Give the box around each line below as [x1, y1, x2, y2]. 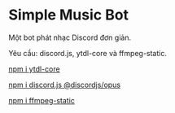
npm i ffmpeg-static [8, 95, 76, 105]
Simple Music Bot [8, 6, 129, 24]
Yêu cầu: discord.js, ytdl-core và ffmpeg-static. [8, 48, 167, 58]
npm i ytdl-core [8, 63, 60, 74]
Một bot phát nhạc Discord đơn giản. [8, 33, 132, 42]
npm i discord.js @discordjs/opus [8, 80, 120, 89]
